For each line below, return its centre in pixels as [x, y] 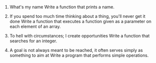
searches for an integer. [33, 41]
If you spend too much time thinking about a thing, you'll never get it [78, 16]
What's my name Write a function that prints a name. [62, 7]
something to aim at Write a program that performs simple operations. [79, 55]
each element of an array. [35, 26]
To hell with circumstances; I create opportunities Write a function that [79, 36]
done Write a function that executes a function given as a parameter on [80, 21]
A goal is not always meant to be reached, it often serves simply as [76, 50]
